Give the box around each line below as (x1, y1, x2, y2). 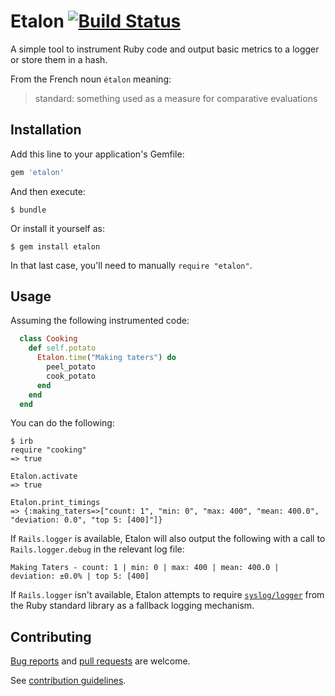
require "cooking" (10, 445, 87, 455)
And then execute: (10, 185, 86, 197)
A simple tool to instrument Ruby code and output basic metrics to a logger (10, 43, 320, 55)
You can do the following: (10, 417, 115, 429)
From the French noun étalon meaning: (10, 73, 172, 85)
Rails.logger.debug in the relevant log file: (10, 543, 185, 555)
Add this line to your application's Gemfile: (10, 148, 185, 160)
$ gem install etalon (10, 241, 101, 252)
